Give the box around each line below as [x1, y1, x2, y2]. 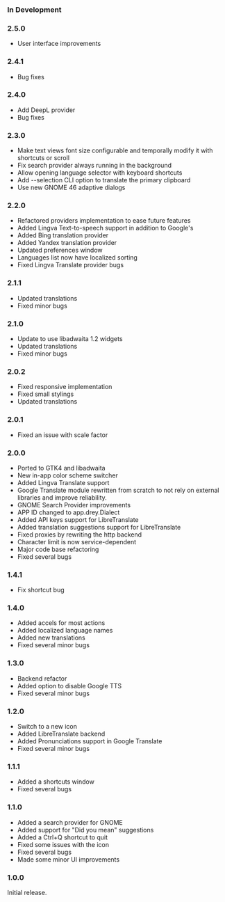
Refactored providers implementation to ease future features [17, 216, 191, 225]
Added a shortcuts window [17, 777, 95, 786]
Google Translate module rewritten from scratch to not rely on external [17, 486, 219, 494]
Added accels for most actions [17, 619, 106, 627]
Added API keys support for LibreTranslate [17, 515, 139, 523]
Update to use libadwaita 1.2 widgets [17, 335, 123, 342]
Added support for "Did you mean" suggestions [17, 825, 154, 834]
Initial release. [7, 888, 47, 896]
